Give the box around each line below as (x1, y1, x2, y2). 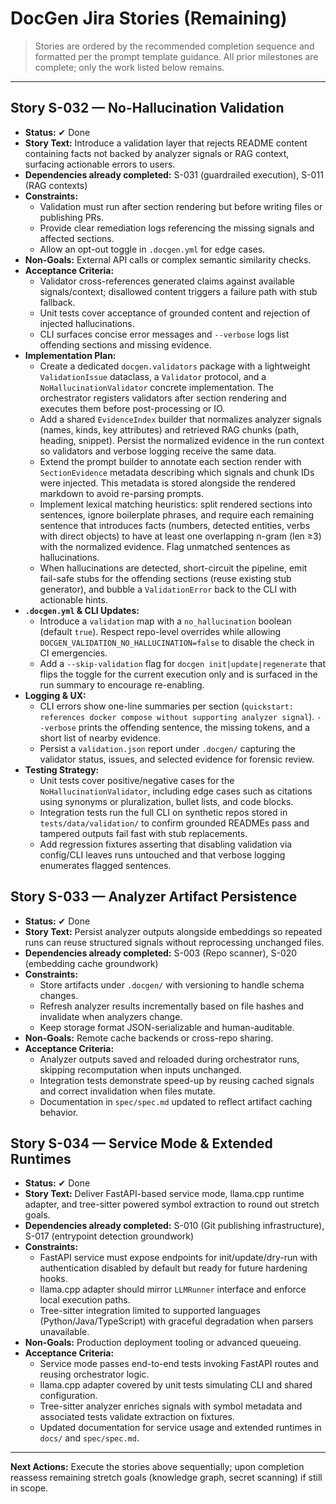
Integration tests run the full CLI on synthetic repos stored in (39, 806, 288, 818)
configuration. (39, 1390, 98, 1402)
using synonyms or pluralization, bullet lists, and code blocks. (39, 795, 294, 807)
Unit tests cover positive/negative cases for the (39, 774, 235, 786)
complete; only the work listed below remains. (34, 61, 225, 73)
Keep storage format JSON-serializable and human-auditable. (39, 1021, 295, 1033)
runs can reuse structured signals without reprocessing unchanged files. (24, 936, 325, 948)
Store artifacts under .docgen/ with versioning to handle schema (39, 978, 305, 991)
